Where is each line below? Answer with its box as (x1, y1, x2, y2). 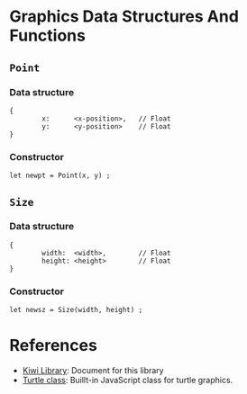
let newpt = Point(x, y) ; (9, 171, 111, 181)
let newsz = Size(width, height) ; (9, 306, 143, 315)
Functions (9, 25, 86, 46)
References (9, 336, 97, 356)
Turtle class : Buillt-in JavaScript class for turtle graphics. (22, 375, 233, 386)
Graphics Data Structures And (9, 6, 239, 27)
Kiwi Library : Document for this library (22, 365, 164, 376)
